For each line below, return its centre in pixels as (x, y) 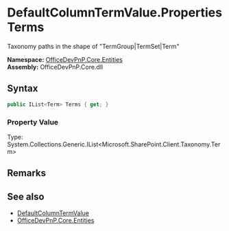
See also (26, 196)
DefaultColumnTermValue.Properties (115, 13)
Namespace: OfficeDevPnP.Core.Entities (65, 59)
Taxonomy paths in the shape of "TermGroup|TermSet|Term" (93, 46)
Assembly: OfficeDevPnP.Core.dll (55, 67)
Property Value (33, 122)
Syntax (23, 88)
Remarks (27, 173)
